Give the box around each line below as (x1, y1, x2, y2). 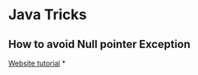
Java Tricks (8, 6, 87, 24)
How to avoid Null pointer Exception (8, 37, 191, 51)
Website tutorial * (8, 58, 66, 68)
